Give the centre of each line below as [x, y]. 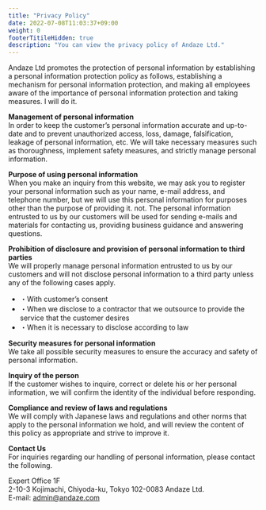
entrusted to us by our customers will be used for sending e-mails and [123, 217]
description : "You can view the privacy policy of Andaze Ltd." [116, 45]
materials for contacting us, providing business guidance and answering [126, 225]
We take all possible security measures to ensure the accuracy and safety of [133, 352]
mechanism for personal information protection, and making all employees [129, 85]
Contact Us [27, 449]
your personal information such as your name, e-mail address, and [117, 191]
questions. [25, 234]
